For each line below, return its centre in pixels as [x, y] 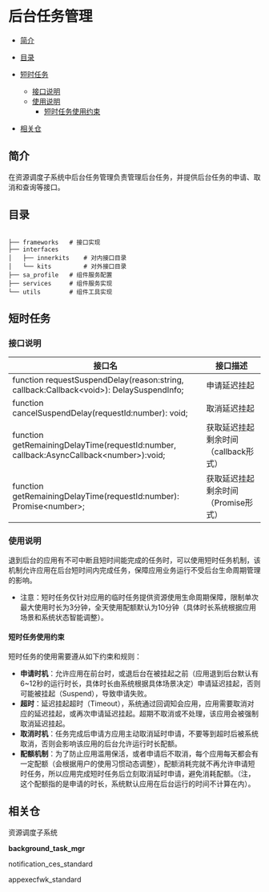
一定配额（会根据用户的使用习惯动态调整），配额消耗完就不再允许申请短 [137, 764]
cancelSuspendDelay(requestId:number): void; [100, 413]
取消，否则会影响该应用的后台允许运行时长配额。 [100, 744]
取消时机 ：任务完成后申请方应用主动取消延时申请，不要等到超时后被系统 [139, 733]
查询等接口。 [43, 187]
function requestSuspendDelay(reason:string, [98, 380]
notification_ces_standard [51, 864]
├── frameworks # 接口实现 [54, 242]
